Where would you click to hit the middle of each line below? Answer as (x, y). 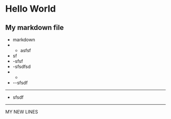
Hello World (31, 9)
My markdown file (35, 28)
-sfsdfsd (22, 67)
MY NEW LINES (22, 112)
